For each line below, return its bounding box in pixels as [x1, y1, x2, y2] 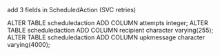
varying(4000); [7, 41, 50, 48]
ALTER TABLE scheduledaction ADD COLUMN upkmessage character [7, 33, 206, 41]
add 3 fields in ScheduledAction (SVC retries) [7, 6, 137, 14]
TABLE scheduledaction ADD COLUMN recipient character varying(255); [7, 26, 214, 34]
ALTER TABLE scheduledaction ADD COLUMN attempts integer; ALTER [7, 19, 208, 26]
